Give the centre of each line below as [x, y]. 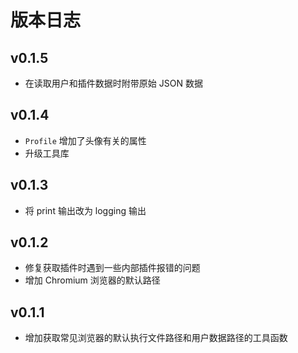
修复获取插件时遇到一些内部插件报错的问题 [112, 268]
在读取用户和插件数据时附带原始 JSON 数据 [113, 83]
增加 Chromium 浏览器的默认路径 [92, 280]
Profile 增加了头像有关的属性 [85, 140]
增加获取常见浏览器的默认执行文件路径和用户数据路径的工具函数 [156, 338]
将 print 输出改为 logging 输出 [85, 210]
